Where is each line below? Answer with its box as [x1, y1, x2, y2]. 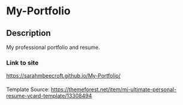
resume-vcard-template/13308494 [6, 92, 92, 99]
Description [6, 28, 51, 38]
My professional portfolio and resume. [6, 44, 100, 51]
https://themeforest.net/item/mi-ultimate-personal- [50, 85, 177, 93]
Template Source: [6, 85, 50, 93]
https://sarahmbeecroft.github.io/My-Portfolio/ [6, 72, 121, 79]
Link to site [6, 58, 39, 67]
